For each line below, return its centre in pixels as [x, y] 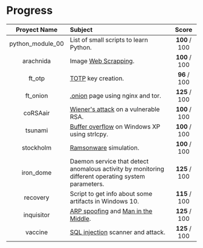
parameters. [87, 183]
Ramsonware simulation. [105, 147]
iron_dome [37, 173]
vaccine [37, 232]
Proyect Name [37, 30]
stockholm [37, 147]
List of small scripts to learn [109, 40]
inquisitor [37, 215]
